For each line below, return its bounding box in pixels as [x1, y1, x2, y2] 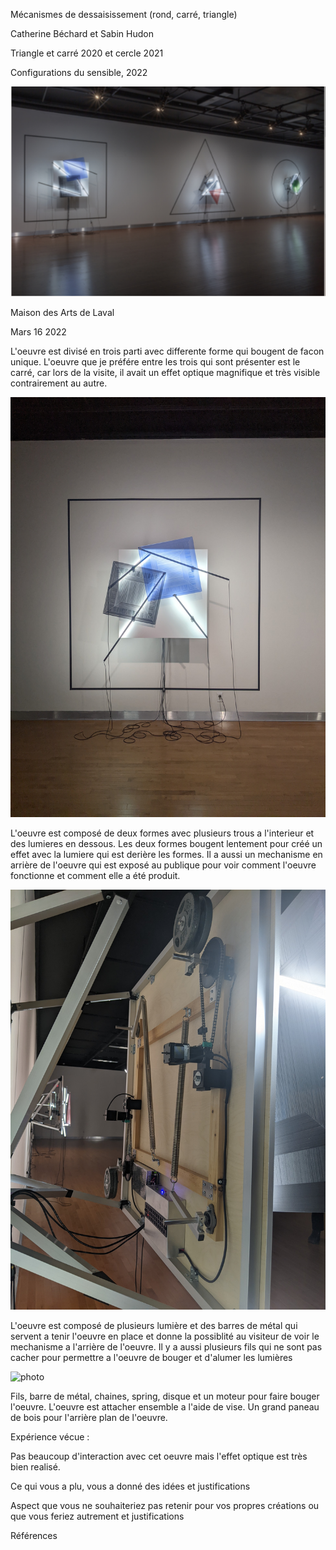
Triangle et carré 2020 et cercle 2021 [10, 47, 164, 59]
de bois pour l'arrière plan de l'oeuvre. [10, 1412, 168, 1423]
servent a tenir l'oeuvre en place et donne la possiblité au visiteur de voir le [10, 1330, 320, 1342]
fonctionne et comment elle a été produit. [10, 870, 181, 881]
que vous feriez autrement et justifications [10, 1510, 185, 1522]
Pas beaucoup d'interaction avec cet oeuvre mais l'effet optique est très [10, 1450, 308, 1462]
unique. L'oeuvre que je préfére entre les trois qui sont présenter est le [10, 356, 301, 368]
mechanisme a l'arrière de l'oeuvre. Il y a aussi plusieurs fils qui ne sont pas [10, 1341, 323, 1353]
